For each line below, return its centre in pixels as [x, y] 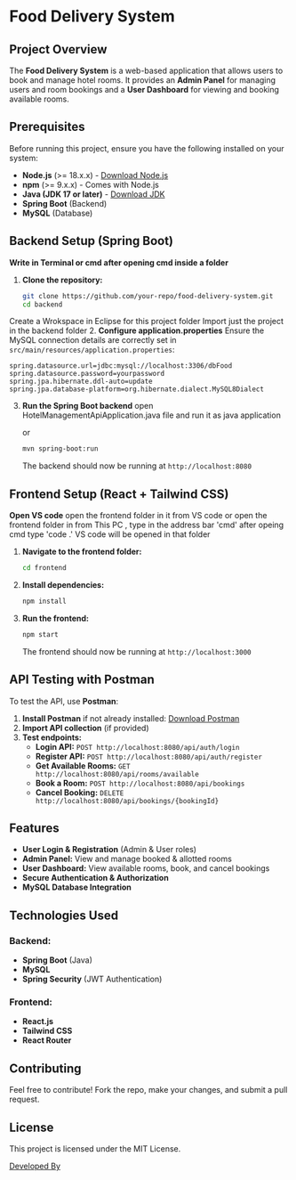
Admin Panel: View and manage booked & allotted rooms [127, 859]
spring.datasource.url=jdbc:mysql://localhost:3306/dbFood [121, 366]
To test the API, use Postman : [64, 701]
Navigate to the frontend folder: [82, 552]
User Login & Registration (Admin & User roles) [109, 850]
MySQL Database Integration [76, 887]
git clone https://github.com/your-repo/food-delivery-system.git [148, 296]
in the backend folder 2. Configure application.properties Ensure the [137, 330]
